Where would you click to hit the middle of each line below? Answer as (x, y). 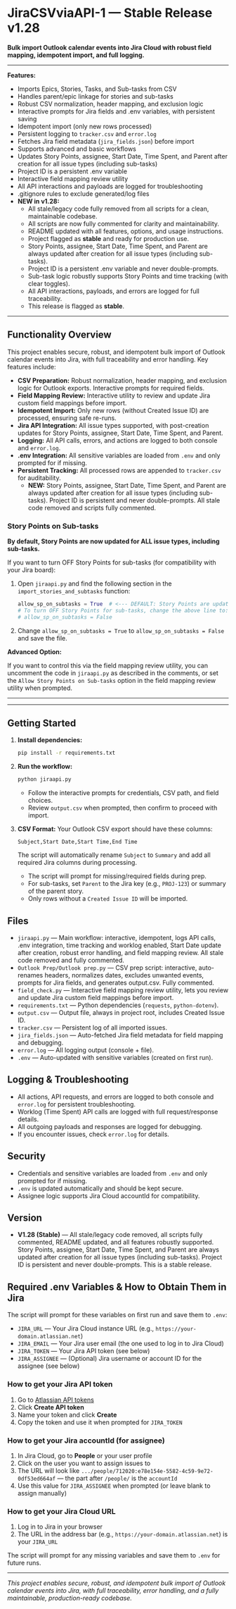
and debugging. (40, 1043)
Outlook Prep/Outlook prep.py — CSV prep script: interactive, (107, 968)
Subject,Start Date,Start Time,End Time (77, 842)
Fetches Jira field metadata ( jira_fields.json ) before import (106, 141)
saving (27, 118)
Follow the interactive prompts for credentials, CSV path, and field (123, 793)
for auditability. (39, 478)
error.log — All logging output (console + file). (86, 1050)
